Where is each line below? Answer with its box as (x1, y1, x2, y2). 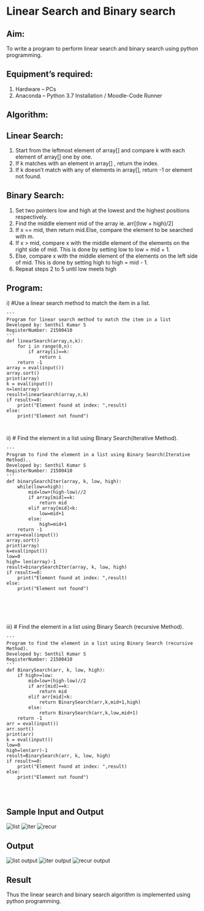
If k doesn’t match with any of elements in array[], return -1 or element (15, 167, 193, 174)
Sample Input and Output (6, 807, 104, 817)
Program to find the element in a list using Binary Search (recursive (6, 640, 193, 647)
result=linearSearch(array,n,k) (6, 391, 89, 397)
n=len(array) (6, 386, 40, 392)
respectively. (15, 213, 48, 220)
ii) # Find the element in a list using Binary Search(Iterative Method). (6, 434, 178, 441)
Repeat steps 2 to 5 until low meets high (15, 265, 117, 272)
